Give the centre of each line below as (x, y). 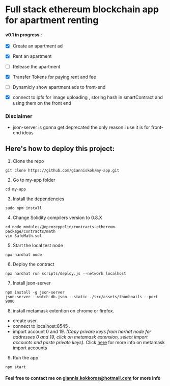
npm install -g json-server (35, 292)
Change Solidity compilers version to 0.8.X (57, 218)
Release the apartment (36, 66)
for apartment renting (52, 20)
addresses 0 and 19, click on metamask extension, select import (80, 337)
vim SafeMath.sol (24, 236)
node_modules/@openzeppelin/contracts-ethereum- (64, 227)
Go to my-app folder (34, 180)
